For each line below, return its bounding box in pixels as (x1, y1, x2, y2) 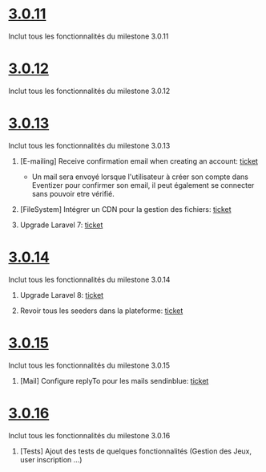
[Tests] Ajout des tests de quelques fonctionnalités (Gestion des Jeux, (19, 446, 252, 456)
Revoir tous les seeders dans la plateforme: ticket (19, 306, 183, 315)
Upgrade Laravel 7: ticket (19, 220, 103, 230)
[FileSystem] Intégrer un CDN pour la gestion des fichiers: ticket (19, 204, 232, 214)
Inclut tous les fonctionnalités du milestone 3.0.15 (8, 360, 171, 370)
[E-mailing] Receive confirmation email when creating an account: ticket (19, 156, 259, 165)
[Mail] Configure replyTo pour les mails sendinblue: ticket (19, 376, 209, 385)
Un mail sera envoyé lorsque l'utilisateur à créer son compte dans (31, 172, 248, 181)
